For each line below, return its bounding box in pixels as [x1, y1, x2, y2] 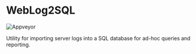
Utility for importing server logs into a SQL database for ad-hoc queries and [6, 34, 191, 42]
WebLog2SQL [6, 4, 76, 17]
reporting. [6, 41, 31, 48]
